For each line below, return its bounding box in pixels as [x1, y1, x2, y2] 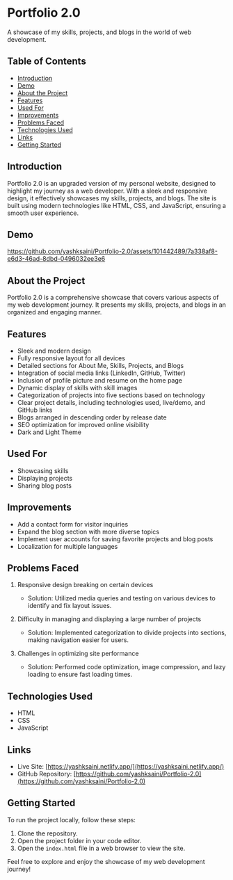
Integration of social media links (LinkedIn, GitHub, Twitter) [17, 369, 186, 377]
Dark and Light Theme [17, 428, 82, 436]
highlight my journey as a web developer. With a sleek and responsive [7, 186, 207, 195]
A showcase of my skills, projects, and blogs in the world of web [7, 28, 192, 36]
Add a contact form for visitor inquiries [17, 520, 129, 528]
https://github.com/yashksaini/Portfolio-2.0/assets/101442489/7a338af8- [7, 247, 218, 255]
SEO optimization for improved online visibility [17, 421, 150, 429]
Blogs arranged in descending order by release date [17, 413, 167, 422]
